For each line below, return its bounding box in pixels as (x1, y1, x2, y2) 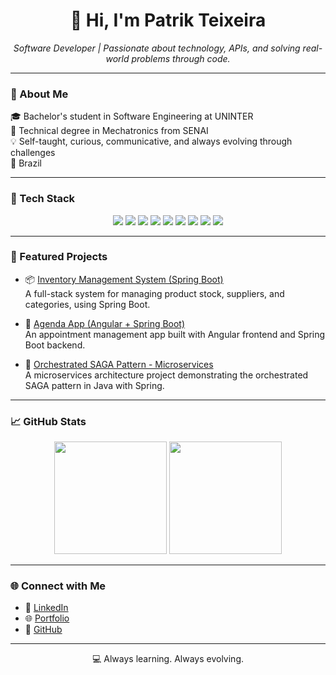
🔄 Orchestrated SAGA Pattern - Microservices (24, 358, 214, 370)
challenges (10, 147, 56, 159)
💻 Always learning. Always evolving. (91, 653, 245, 665)
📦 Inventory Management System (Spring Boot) (24, 273, 224, 285)
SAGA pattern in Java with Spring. (24, 379, 165, 391)
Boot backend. (24, 339, 86, 351)
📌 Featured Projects (10, 250, 108, 264)
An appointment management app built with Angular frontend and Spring (24, 328, 326, 340)
